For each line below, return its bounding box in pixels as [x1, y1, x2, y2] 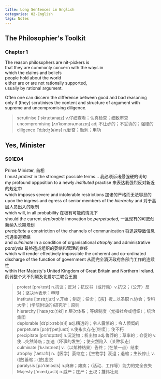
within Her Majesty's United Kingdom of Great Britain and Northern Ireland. [5, 268, 155, 273]
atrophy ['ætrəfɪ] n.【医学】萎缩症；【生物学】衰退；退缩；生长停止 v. [16, 350, 155, 356]
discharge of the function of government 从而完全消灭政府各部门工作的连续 [5, 256, 155, 262]
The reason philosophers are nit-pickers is [5, 60, 89, 65]
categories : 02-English [5, 12, 53, 16]
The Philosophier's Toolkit [5, 34, 86, 42]
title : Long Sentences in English [5, 7, 75, 12]
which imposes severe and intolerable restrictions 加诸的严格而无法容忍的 [5, 192, 152, 197]
